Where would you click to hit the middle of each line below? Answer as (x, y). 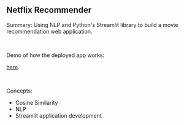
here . (13, 67)
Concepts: (19, 91)
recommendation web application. (49, 31)
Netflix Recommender (49, 10)
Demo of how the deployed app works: (56, 55)
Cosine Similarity (36, 102)
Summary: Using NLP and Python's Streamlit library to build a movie (92, 25)
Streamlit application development (59, 115)
